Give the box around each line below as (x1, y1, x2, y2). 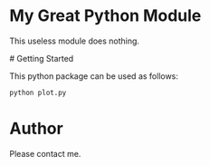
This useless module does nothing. (9, 35, 140, 46)
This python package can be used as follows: (9, 70, 179, 82)
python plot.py (9, 88, 67, 97)
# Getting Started (9, 53, 74, 63)
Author (9, 119, 63, 139)
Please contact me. (9, 148, 81, 159)
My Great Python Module (9, 5, 202, 26)
